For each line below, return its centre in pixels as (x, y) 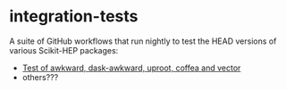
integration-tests (74, 16)
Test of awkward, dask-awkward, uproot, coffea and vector (131, 68)
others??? (40, 77)
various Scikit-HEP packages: (64, 50)
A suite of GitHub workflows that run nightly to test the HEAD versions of (143, 41)
